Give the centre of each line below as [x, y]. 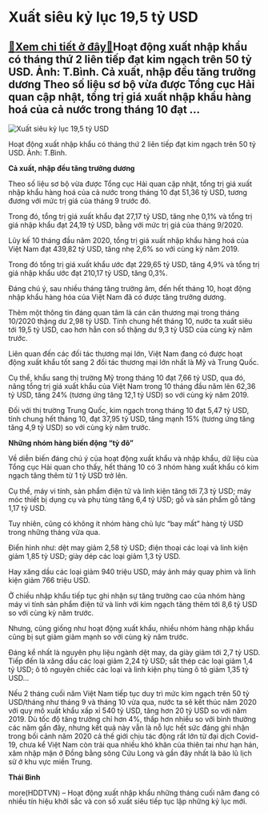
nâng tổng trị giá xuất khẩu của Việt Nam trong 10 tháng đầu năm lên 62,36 [132, 386]
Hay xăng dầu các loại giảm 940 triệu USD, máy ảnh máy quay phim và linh [132, 572]
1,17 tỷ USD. [27, 508]
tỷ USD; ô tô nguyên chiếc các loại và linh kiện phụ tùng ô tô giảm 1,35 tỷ [129, 669]
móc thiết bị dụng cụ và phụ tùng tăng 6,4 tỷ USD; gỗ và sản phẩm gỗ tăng [132, 500]
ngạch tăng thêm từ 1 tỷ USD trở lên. [68, 476]
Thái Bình [24, 777]
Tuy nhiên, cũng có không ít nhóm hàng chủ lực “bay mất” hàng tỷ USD [126, 524]
